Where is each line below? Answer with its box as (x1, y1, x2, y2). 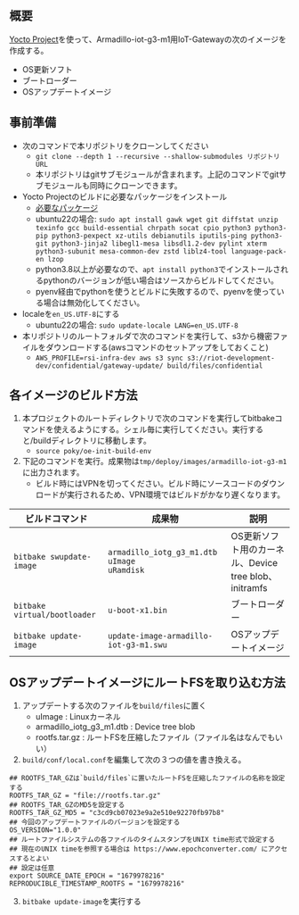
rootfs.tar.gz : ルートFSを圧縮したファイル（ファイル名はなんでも (35, 732, 276, 743)
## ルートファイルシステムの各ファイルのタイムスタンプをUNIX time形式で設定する (9, 836, 276, 844)
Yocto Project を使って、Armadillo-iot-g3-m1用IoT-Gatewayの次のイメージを (9, 34, 287, 45)
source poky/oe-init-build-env (35, 447, 152, 456)
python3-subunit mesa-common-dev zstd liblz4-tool (35, 246, 228, 256)
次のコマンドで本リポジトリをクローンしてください (21, 140, 209, 151)
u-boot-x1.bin (108, 605, 167, 616)
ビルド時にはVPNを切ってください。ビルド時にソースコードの (35, 478, 262, 489)
